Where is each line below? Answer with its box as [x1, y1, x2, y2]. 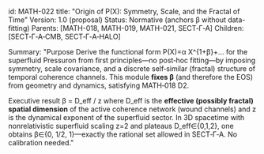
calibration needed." [8, 138, 74, 147]
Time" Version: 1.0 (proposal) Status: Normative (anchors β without [8, 15, 227, 24]
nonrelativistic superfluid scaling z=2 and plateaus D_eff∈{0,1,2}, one [8, 122, 235, 130]
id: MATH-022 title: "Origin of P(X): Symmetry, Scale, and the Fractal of [8, 7, 240, 16]
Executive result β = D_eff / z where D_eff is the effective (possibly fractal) [8, 96, 255, 105]
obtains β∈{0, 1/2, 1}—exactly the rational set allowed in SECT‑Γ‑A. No [8, 130, 238, 139]
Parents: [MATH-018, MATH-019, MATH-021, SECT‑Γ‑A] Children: [31, 24, 244, 32]
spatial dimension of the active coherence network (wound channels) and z [8, 104, 257, 114]
